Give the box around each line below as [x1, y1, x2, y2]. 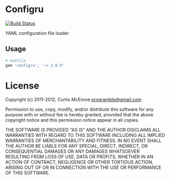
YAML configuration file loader [5, 30, 70, 36]
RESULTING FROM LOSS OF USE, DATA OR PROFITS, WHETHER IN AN [5, 154, 154, 160]
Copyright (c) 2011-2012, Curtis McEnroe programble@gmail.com [5, 97, 142, 103]
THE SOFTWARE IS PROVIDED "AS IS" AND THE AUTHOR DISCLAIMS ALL [5, 127, 161, 133]
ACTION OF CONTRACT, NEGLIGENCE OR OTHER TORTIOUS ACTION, [5, 159, 154, 165]
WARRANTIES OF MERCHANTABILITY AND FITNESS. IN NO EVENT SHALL [5, 138, 162, 144]
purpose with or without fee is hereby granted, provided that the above [5, 112, 154, 118]
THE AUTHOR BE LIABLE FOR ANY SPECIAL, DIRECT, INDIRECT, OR [5, 143, 148, 149]
